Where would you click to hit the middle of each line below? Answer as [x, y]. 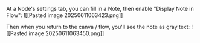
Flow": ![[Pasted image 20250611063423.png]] [65, 15]
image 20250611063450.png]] [66, 33]
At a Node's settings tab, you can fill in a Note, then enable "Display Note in [100, 9]
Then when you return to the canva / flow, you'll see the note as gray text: [98, 27]
